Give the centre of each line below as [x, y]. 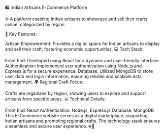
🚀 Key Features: [21, 34]
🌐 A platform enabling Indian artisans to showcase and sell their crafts [76, 19]
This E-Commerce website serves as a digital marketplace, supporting [76, 115]
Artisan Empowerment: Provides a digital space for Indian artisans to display [82, 44]
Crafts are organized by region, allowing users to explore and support [76, 93]
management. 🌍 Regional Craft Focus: [44, 82]
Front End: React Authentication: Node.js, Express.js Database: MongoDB [80, 110]
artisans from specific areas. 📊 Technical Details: [55, 99]
